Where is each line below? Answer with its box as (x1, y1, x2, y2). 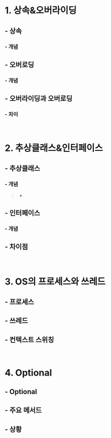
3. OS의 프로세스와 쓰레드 (5, 276, 106, 287)
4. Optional (5, 367, 52, 379)
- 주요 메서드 (5, 406, 42, 415)
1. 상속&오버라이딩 (5, 5, 77, 16)
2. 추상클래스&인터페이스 (5, 142, 103, 153)
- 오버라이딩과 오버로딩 (5, 94, 72, 103)
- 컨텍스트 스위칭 (5, 335, 54, 344)
